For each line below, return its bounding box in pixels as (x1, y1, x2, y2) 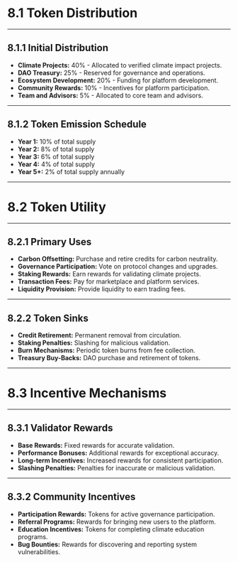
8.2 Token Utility (7, 199, 106, 215)
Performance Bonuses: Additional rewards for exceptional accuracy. (17, 448, 220, 457)
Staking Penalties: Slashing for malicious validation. (17, 339, 171, 347)
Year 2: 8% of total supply (17, 144, 95, 153)
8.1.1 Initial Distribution (7, 42, 108, 54)
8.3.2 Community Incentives (7, 491, 136, 503)
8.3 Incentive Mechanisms (7, 385, 167, 401)
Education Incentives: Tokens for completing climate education (17, 524, 205, 534)
